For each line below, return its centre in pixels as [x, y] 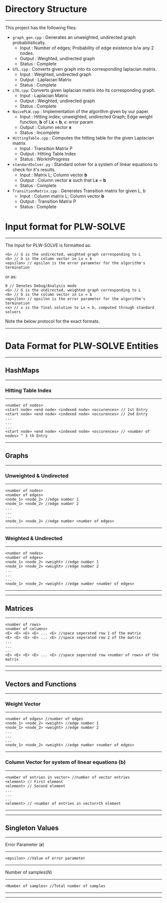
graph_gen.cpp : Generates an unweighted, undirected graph [74, 37]
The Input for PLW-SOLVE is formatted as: [48, 245]
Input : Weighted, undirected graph [56, 74]
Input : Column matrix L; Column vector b [62, 196]
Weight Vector [23, 704]
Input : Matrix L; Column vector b [53, 175]
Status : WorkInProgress [44, 159]
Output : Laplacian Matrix [46, 79]
